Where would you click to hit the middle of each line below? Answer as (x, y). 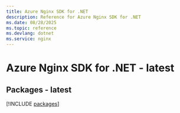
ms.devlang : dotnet (30, 34)
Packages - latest (39, 90)
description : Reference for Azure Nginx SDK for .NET (74, 17)
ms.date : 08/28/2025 (32, 22)
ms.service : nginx (29, 39)
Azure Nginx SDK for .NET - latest (90, 68)
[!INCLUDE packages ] (33, 104)
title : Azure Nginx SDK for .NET (47, 11)
